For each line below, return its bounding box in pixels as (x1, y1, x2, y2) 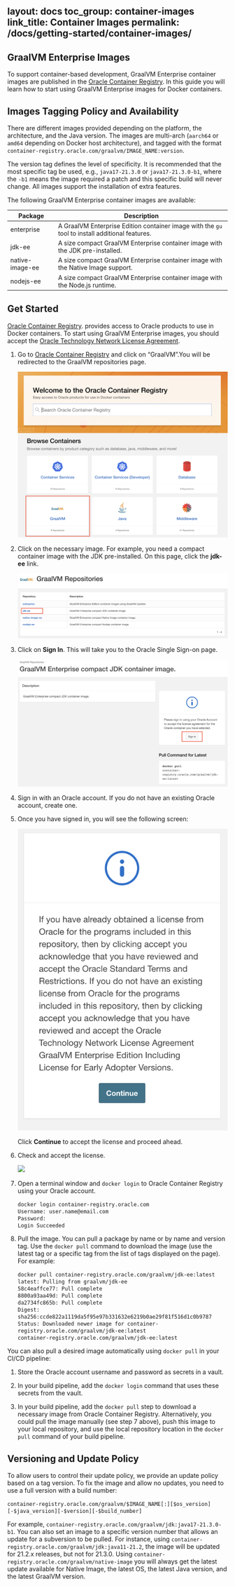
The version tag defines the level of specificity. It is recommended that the (7, 160, 222, 168)
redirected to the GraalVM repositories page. (17, 357, 147, 366)
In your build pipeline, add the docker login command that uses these (17, 1382, 219, 1390)
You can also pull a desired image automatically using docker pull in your (7, 1347, 220, 1355)
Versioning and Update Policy (7, 1453, 139, 1465)
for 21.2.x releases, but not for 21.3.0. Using (7, 1550, 133, 1559)
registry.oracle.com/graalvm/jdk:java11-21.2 (7, 1544, 142, 1551)
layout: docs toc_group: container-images (7, 6, 194, 18)
